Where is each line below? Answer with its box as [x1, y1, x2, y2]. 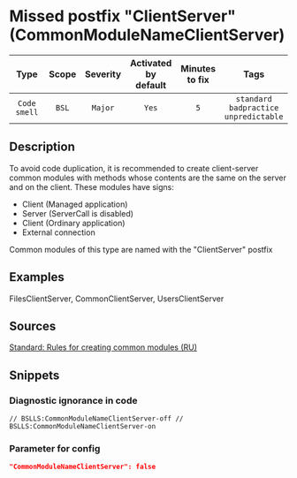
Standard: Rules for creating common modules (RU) [9, 342, 197, 353]
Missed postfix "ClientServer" [9, 6, 237, 27]
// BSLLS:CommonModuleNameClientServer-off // [9, 414, 184, 423]
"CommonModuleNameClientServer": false [9, 462, 156, 472]
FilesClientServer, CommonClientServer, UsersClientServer [9, 293, 225, 304]
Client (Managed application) [21, 199, 128, 209]
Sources [9, 318, 57, 333]
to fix [187, 73, 209, 86]
